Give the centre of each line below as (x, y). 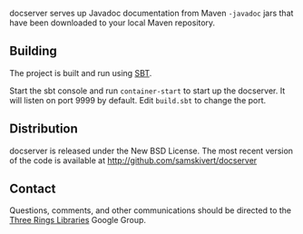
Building (33, 51)
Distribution (44, 129)
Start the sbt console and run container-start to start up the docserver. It (147, 91)
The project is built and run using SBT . (81, 73)
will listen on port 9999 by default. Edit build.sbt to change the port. (138, 100)
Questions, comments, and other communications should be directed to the (151, 210)
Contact (33, 189)
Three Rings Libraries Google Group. (78, 220)
